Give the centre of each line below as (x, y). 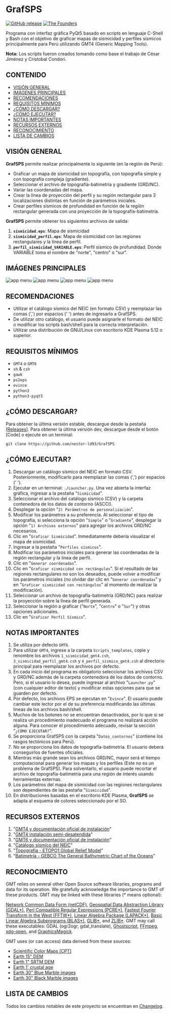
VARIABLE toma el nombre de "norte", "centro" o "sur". (70, 252)
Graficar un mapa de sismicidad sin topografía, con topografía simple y (87, 174)
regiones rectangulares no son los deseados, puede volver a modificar (87, 574)
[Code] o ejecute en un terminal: (39, 434)
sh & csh (22, 369)
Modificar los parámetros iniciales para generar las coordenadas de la (86, 552)
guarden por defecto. (35, 693)
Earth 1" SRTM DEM (34, 962)
